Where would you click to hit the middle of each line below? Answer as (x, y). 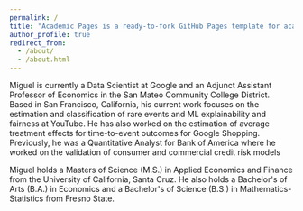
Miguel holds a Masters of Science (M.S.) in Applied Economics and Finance (151, 170)
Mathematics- (266, 189)
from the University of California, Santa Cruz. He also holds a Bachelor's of (148, 179)
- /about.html (44, 60)
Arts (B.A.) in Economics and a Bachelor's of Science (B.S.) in (124, 189)
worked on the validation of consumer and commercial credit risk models (145, 152)
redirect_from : (38, 43)
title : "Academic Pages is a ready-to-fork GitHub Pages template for (145, 26)
